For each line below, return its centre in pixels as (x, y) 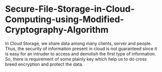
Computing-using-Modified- (65, 19)
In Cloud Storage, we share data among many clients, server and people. (79, 43)
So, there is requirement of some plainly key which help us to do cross (76, 59)
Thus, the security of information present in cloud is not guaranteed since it (81, 48)
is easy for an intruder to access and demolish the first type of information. (81, 54)
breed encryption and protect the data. (44, 64)
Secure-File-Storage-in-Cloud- (70, 9)
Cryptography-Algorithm (57, 30)
